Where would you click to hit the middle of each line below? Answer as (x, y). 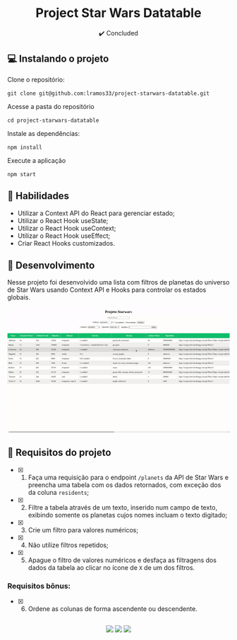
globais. (19, 297)
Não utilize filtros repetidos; (68, 545)
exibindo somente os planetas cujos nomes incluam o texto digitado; (128, 515)
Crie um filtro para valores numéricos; (83, 530)
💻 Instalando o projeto (58, 59)
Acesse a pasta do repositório (51, 106)
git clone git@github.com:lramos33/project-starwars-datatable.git (109, 93)
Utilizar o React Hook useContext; (67, 228)
